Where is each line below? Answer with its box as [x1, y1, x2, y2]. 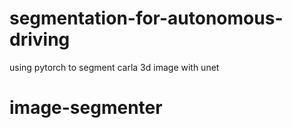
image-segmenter [9, 97, 163, 119]
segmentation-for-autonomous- [9, 7, 284, 30]
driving [9, 28, 71, 51]
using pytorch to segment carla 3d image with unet [9, 61, 220, 73]
